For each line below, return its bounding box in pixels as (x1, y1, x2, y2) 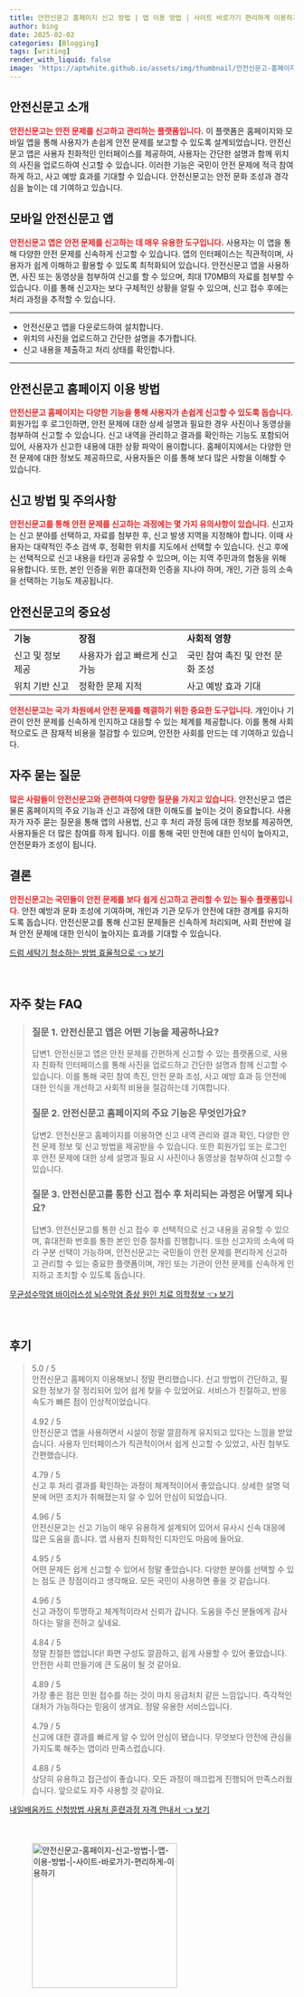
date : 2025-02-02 (9, 30, 75, 39)
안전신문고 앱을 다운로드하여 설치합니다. (22, 321, 164, 332)
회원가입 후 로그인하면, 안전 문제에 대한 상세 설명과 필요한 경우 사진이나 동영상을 (9, 419, 292, 429)
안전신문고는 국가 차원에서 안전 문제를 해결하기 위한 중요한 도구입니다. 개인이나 (9, 704, 285, 716)
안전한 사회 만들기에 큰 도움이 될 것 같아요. (31, 1659, 182, 1670)
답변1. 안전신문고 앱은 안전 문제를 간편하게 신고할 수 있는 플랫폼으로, (31, 1048, 271, 1059)
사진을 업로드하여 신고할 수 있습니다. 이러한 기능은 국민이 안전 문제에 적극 (18, 159, 278, 170)
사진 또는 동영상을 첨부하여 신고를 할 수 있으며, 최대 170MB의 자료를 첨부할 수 (21, 271, 294, 282)
